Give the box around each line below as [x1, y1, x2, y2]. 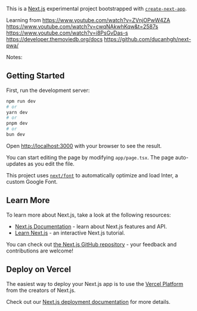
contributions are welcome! [6, 247, 73, 254]
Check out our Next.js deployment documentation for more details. [6, 298, 171, 305]
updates [6, 160, 27, 167]
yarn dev [6, 109, 28, 115]
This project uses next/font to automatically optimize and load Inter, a [6, 171, 178, 178]
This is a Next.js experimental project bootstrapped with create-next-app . [6, 5, 187, 12]
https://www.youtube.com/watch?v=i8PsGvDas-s [6, 29, 128, 36]
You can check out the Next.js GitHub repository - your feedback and [6, 241, 177, 248]
